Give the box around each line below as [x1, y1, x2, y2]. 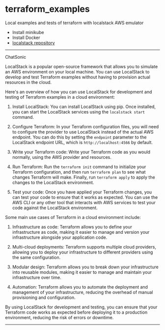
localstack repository [12, 39, 55, 45]
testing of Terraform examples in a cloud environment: [5, 94, 115, 100]
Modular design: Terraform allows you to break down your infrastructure [12, 264, 159, 270]
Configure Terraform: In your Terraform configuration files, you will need [12, 123, 159, 129]
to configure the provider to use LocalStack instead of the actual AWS [12, 129, 154, 135]
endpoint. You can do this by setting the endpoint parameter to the [12, 134, 147, 140]
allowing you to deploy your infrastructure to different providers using [12, 249, 153, 255]
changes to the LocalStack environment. [12, 179, 94, 185]
